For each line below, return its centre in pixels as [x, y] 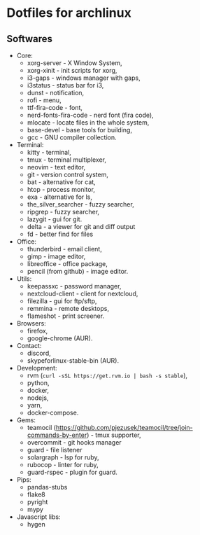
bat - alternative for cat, [61, 182]
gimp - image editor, [56, 256]
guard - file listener [55, 450]
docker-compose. [53, 412]
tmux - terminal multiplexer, [66, 160]
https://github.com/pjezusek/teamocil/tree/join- [124, 428]
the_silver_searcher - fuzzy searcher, [80, 204]
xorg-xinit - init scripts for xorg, [72, 70]
